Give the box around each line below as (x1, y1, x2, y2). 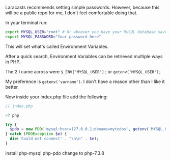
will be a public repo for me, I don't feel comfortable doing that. (5, 10, 138, 16)
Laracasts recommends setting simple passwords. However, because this (5, 5, 160, 10)
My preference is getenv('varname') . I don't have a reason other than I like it (5, 78, 165, 85)
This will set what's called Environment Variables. (5, 43, 109, 49)
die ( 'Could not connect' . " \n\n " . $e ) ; (10, 136, 99, 142)
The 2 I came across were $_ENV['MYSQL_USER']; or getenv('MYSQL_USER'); (5, 68, 161, 74)
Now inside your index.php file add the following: (5, 94, 108, 100)
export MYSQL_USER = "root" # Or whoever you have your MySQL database (5, 30, 156, 35)
